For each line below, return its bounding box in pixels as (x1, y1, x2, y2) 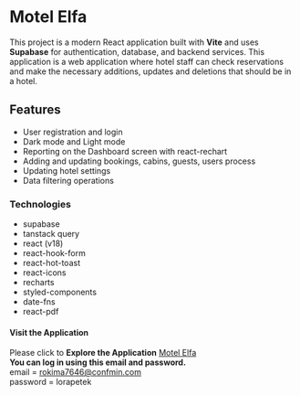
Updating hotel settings (22, 165, 111, 176)
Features (9, 102, 61, 118)
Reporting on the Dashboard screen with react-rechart (22, 145, 228, 156)
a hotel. (9, 75, 38, 86)
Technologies (9, 198, 71, 210)
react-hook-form (22, 248, 87, 259)
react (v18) (22, 238, 64, 249)
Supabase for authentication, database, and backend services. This (9, 46, 265, 57)
